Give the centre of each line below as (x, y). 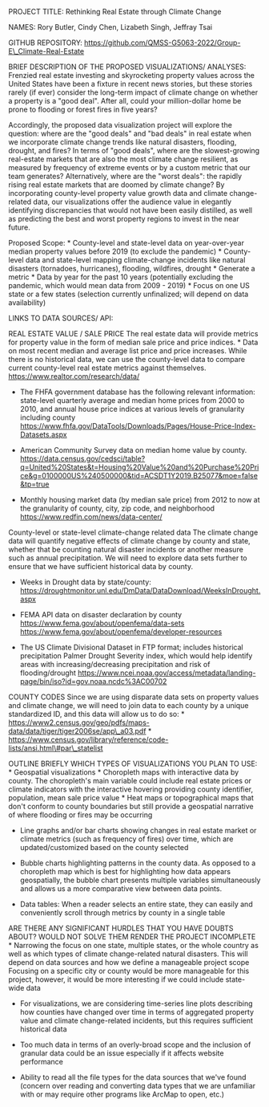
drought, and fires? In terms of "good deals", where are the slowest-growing (134, 151)
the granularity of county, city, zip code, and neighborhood (117, 508)
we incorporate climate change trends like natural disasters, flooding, (122, 142)
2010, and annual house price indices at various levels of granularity (132, 409)
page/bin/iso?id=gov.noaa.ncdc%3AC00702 (93, 681)
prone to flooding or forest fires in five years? (83, 109)
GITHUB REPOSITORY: (45, 43)
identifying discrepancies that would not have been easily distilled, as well (130, 210)
